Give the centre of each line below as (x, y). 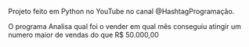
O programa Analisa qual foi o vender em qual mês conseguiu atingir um (125, 26)
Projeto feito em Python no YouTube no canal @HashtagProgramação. (121, 11)
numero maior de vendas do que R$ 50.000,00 (83, 35)
